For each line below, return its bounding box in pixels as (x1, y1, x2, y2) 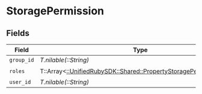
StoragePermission (6, 4, 105, 18)
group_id (9, 57, 34, 63)
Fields (6, 28, 30, 38)
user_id (9, 79, 31, 85)
